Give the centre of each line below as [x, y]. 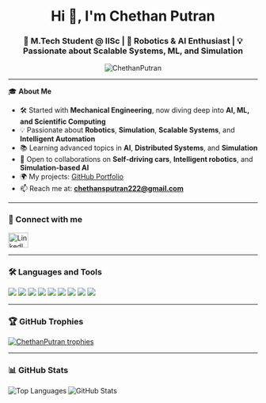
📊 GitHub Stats [38, 370]
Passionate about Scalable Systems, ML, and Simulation [133, 51]
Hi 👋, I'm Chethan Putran [133, 16]
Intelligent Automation [57, 139]
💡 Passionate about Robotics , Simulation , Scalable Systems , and [127, 130]
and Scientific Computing [63, 121]
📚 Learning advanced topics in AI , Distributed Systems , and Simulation [139, 148]
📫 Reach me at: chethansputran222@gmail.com [101, 189]
